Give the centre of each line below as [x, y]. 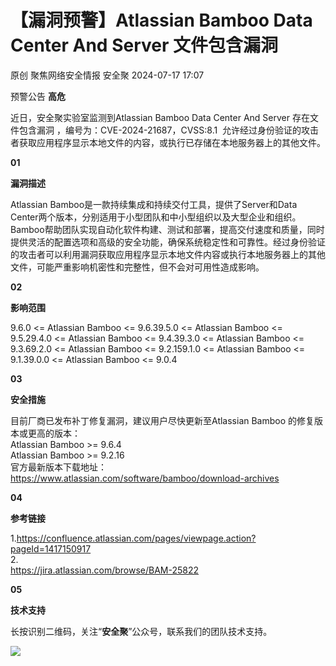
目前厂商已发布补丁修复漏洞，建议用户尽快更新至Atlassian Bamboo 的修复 [162, 420]
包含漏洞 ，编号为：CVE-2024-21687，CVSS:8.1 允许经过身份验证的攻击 [169, 130]
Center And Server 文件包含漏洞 [144, 45]
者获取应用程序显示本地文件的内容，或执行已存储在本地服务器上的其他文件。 [168, 142]
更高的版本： [54, 433]
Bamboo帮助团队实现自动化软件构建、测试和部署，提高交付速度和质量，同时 [167, 229]
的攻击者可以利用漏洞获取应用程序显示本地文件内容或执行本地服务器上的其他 [168, 254]
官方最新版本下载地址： [58, 467]
